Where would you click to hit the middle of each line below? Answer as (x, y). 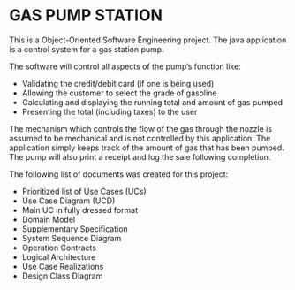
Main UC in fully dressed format (80, 210)
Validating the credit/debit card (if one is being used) (118, 83)
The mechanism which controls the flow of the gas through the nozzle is (140, 128)
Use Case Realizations (63, 266)
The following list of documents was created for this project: (119, 174)
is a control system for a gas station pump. (87, 49)
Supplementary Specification (75, 229)
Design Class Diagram (62, 276)
